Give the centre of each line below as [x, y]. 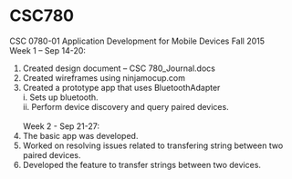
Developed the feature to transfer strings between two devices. [142, 164]
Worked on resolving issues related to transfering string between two [153, 145]
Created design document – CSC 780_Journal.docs [119, 68]
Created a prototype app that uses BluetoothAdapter [121, 87]
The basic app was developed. [80, 135]
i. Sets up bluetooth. [60, 97]
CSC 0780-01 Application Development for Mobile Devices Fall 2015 [137, 41]
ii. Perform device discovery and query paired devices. [126, 106]
